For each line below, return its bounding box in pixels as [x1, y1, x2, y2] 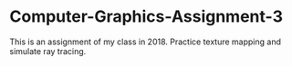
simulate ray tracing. [9, 45, 87, 56]
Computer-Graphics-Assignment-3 [9, 6, 284, 27]
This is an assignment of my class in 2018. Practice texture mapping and [9, 36, 281, 47]
